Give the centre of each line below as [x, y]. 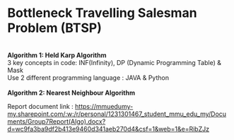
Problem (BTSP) [55, 28]
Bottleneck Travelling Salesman [102, 13]
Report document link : [41, 106]
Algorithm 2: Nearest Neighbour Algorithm [71, 93]
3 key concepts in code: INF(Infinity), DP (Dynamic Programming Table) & [114, 62]
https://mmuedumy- [104, 106]
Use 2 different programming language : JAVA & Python [88, 77]
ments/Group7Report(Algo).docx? [57, 121]
